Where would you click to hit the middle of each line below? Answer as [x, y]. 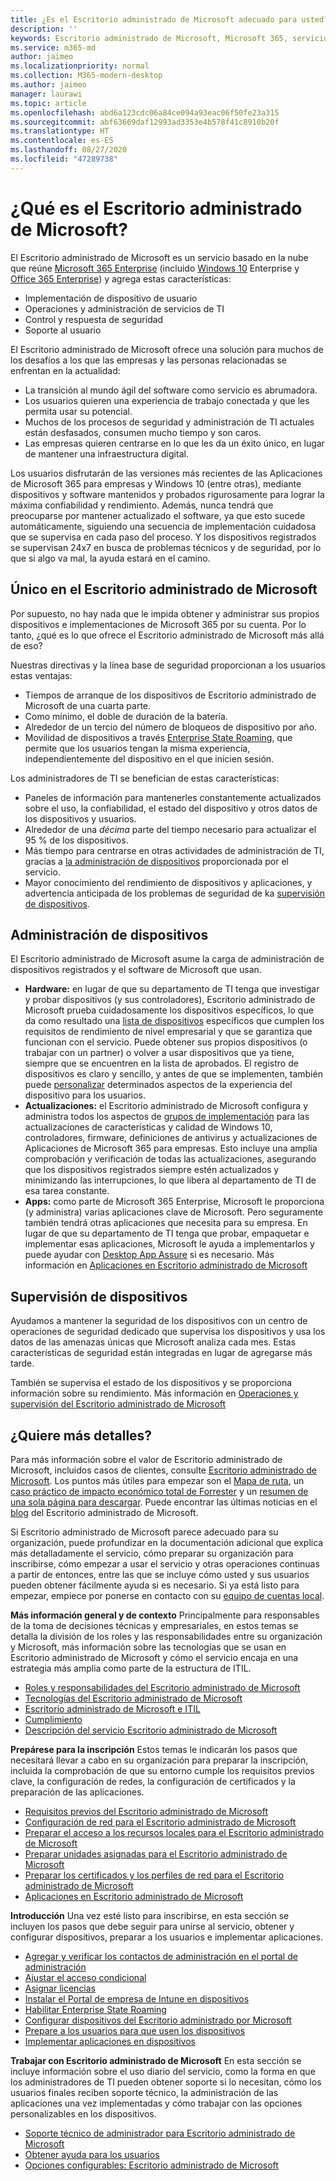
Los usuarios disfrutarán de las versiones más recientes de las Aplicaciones [166, 473]
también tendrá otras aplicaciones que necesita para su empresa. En [166, 1223]
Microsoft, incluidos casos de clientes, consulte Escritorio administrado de [164, 1470]
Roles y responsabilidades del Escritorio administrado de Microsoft [162, 1687]
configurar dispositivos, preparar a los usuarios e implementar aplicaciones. [166, 1937]
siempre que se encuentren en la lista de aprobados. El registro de [161, 1063]
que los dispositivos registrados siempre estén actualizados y [152, 1170]
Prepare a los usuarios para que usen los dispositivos [135, 2030]
